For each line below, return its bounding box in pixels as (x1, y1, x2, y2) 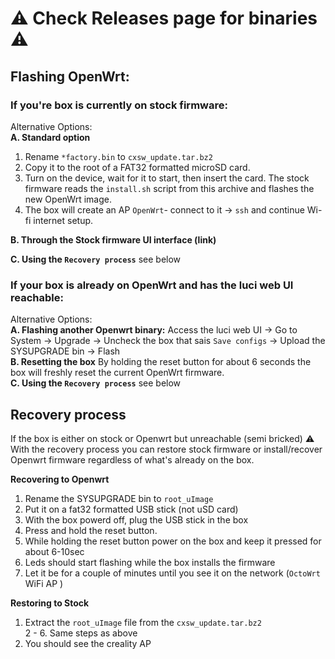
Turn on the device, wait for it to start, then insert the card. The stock (24, 172, 310, 184)
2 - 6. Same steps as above (24, 627, 138, 639)
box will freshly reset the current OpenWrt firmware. (10, 367, 225, 379)
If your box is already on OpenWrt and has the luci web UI (10, 278, 294, 292)
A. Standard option (10, 131, 91, 143)
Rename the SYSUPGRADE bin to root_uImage (24, 492, 214, 504)
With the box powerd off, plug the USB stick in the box (24, 513, 249, 526)
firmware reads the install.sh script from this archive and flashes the (24, 182, 315, 194)
